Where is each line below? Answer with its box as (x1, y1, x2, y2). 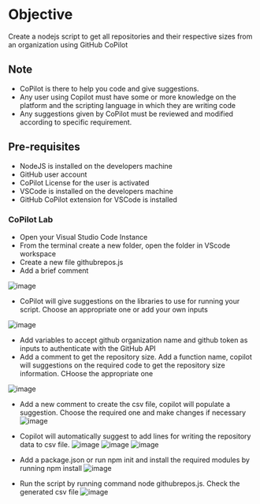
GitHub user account (19, 170, 87, 179)
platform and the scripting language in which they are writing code (19, 100, 236, 110)
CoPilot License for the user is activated (19, 177, 150, 187)
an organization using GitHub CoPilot (8, 39, 128, 49)
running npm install (19, 463, 83, 472)
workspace (19, 248, 57, 258)
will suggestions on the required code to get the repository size (19, 360, 226, 370)
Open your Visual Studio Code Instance (19, 232, 148, 241)
